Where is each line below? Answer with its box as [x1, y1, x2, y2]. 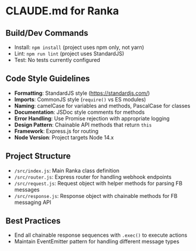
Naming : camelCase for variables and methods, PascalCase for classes [14, 102, 191, 109]
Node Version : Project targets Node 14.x [14, 134, 114, 141]
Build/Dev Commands [5, 28, 89, 38]
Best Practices [5, 216, 61, 226]
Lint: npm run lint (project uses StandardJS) [14, 50, 125, 57]
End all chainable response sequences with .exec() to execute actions [14, 231, 188, 239]
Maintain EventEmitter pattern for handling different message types [14, 238, 180, 245]
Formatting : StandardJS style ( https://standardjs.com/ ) [14, 89, 150, 97]
